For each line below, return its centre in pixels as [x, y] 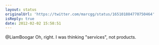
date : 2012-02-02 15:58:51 [33, 23]
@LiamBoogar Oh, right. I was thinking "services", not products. [71, 37]
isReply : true [20, 19]
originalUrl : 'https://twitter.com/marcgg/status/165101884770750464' [80, 14]
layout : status [21, 10]
